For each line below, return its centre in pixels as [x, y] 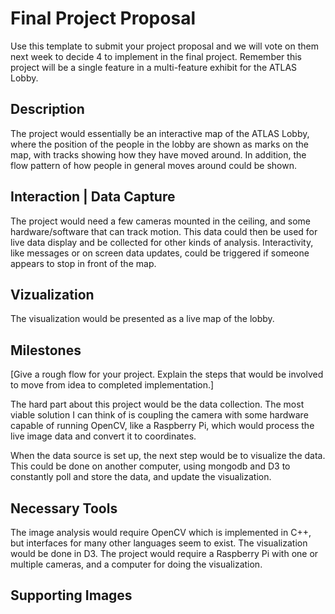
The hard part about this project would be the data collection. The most [157, 404]
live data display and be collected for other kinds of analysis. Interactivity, [162, 242]
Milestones [46, 350]
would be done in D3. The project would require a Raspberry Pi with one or [164, 553]
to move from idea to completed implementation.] [112, 385]
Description [47, 109]
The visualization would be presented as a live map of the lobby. [142, 319]
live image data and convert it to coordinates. [103, 436]
